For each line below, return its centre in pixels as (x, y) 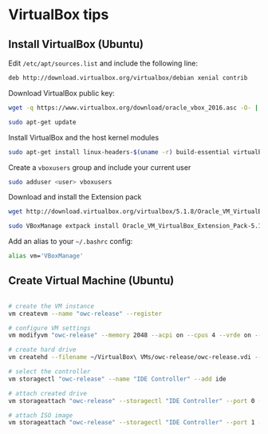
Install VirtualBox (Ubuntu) (76, 44)
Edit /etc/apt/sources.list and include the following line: (103, 63)
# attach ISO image (41, 415)
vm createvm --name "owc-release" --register (85, 314)
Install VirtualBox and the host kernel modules (84, 137)
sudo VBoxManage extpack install (64, 226)
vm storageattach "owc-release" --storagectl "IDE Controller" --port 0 (132, 400)
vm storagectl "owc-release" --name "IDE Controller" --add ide (117, 379)
